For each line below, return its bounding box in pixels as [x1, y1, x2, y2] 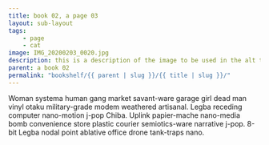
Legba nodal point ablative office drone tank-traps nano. [18, 127, 205, 137]
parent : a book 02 [8, 64, 70, 72]
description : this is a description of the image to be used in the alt [8, 57, 256, 65]
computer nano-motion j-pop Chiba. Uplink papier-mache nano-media [8, 110, 241, 120]
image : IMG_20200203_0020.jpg [8, 49, 110, 57]
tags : [8, 26, 26, 34]
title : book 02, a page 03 [8, 11, 98, 20]
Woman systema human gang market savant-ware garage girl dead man [8, 93, 247, 103]
